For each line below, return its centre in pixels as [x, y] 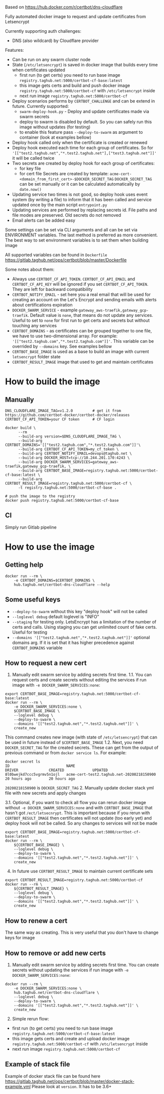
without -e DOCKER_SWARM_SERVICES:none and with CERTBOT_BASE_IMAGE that [79, 808]
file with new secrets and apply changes [46, 793]
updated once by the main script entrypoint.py [60, 205]
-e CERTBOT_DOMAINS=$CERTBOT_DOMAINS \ [54, 580]
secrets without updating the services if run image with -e [70, 970]
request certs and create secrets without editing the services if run [79, 680]
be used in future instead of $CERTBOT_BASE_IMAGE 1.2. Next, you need [74, 743]
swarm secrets [34, 116]
